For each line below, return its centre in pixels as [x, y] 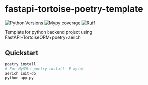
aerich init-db [21, 73]
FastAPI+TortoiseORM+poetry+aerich [43, 37]
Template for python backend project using [49, 32]
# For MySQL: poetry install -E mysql [45, 69]
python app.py [20, 78]
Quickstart [22, 53]
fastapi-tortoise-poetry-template [74, 9]
